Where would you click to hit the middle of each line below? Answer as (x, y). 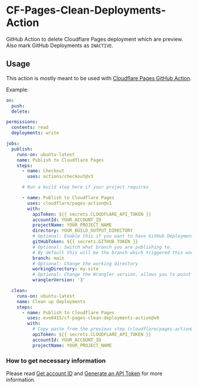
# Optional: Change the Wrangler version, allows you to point (112, 275)
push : (18, 106)
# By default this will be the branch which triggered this (108, 252)
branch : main (48, 258)
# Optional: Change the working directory (85, 264)
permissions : (22, 122)
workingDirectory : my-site (65, 269)
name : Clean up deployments (51, 301)
